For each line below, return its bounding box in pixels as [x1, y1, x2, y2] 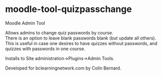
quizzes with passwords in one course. [5, 45, 86, 51]
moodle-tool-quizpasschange [5, 3, 132, 15]
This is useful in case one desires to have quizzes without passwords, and [5, 40, 158, 46]
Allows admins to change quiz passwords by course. [5, 29, 114, 35]
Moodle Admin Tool [5, 20, 45, 26]
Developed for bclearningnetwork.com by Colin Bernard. [5, 65, 122, 71]
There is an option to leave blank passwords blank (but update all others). [5, 35, 157, 41]
